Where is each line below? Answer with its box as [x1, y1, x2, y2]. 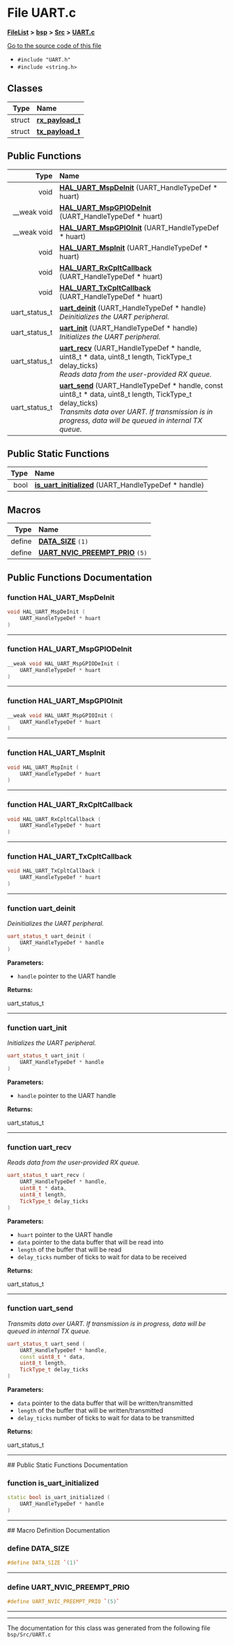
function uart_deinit [7, 903, 76, 913]
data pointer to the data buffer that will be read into [17, 1238, 164, 1246]
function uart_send [7, 1303, 73, 1313]
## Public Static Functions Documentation [7, 1461, 128, 1469]
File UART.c [7, 5, 77, 21]
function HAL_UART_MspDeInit [7, 592, 115, 602]
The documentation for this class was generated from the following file [7, 1624, 211, 1632]
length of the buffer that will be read [17, 1245, 122, 1254]
